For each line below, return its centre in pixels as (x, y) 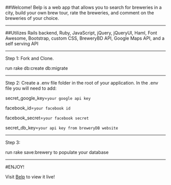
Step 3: (13, 142)
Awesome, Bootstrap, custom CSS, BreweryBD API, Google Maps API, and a (85, 38)
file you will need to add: (31, 88)
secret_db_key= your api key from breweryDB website (62, 128)
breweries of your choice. (32, 18)
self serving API (22, 44)
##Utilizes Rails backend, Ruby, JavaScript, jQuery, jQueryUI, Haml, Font (81, 33)
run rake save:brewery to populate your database (57, 152)
